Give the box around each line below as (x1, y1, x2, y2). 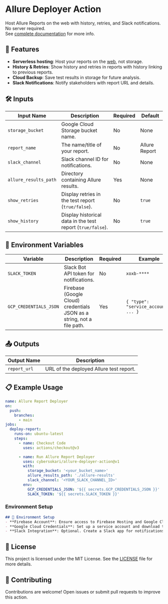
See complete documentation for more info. (5, 30, 95, 36)
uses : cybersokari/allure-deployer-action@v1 (23, 459, 120, 464)
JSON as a (63, 309, 89, 316)
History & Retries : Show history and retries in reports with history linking (12, 63, 162, 69)
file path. (63, 322, 84, 329)
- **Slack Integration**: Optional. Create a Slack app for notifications (5, 528, 164, 533)
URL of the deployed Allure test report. (44, 365, 136, 372)
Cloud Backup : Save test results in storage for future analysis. (12, 74, 141, 80)
